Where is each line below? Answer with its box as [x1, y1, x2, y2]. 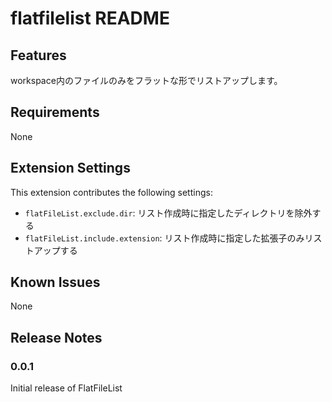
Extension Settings [10, 160, 131, 177]
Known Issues [10, 274, 101, 291]
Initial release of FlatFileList [10, 382, 123, 394]
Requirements [10, 104, 100, 121]
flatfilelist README [10, 7, 170, 30]
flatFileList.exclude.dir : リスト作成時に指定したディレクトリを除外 [24, 207, 313, 219]
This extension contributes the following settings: [10, 186, 213, 198]
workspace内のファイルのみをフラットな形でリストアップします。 [10, 75, 283, 86]
